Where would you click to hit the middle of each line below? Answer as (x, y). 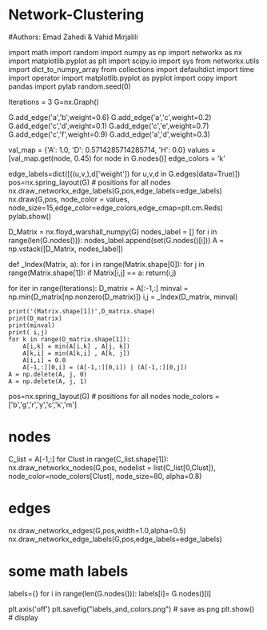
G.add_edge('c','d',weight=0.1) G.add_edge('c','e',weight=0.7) (109, 126)
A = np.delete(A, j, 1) (48, 381)
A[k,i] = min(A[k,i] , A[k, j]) (76, 353)
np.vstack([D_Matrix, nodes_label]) (66, 249)
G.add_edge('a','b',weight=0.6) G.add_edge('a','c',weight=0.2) (110, 117)
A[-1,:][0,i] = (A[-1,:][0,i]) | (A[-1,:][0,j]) (105, 367)
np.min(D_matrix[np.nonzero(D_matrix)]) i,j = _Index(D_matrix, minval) (123, 297)
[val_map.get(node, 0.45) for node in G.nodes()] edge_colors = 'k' (117, 158)
